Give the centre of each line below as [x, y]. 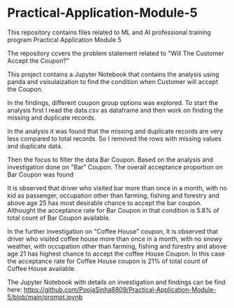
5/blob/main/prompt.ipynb [45, 297]
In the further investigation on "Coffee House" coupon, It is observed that [113, 231]
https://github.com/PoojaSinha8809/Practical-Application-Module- [120, 289]
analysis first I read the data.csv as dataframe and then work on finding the [115, 110]
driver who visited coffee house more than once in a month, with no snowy [115, 239]
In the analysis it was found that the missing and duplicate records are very [115, 131]
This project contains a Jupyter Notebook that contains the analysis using [113, 74]
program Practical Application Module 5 [65, 39]
